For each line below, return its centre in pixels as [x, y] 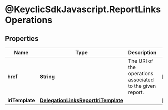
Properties [22, 39]
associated [141, 80]
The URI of [141, 61]
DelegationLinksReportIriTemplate [82, 100]
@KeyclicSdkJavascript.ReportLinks [83, 10]
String [47, 76]
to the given [142, 86]
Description [142, 53]
